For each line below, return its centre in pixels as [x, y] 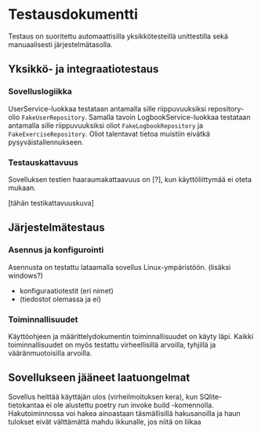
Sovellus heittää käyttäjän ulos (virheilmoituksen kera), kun [103, 396]
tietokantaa [26, 405]
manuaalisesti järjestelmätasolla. [60, 44]
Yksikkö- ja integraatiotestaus [83, 69]
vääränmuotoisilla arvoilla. [50, 353]
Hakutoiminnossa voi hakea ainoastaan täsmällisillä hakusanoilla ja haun [124, 413]
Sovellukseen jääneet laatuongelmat [99, 378]
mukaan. [22, 188]
